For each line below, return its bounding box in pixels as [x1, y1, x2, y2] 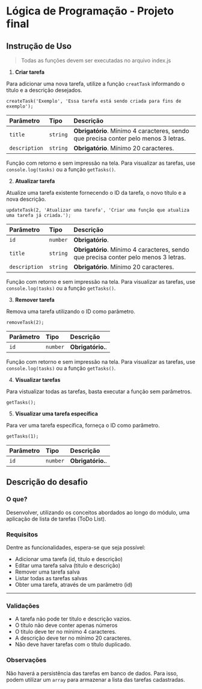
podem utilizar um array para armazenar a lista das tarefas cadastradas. [6, 676, 185, 683]
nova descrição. [6, 195, 46, 203]
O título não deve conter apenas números [14, 622, 118, 629]
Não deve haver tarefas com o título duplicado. [14, 641, 132, 648]
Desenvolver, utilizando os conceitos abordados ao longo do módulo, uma [6, 509, 190, 516]
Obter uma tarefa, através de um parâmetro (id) [14, 581, 133, 588]
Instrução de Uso [6, 41, 72, 51]
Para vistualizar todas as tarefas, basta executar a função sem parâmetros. [6, 388, 192, 395]
